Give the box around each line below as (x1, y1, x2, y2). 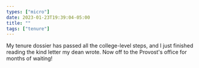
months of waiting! (6, 55, 53, 62)
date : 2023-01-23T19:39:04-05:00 (6, 14, 90, 20)
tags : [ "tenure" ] (6, 25, 50, 32)
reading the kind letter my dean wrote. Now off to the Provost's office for (6, 49, 187, 56)
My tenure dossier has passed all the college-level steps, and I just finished (6, 42, 194, 49)
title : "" (6, 20, 31, 26)
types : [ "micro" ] (6, 8, 50, 15)
